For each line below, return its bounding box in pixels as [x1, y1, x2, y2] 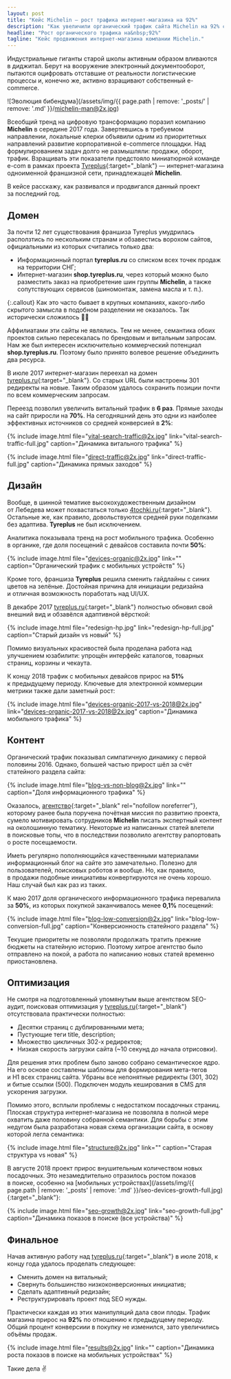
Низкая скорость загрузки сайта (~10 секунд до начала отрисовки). [16, 1045, 218, 1054]
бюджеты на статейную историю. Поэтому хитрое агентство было [7, 942, 203, 950]
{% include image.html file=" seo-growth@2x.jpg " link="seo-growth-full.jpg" [7, 1207, 223, 1215]
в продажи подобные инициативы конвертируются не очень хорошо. [7, 873, 212, 881]
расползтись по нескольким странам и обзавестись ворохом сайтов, [7, 235, 212, 243]
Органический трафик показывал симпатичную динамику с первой [7, 753, 206, 761]
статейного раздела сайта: [7, 767, 86, 776]
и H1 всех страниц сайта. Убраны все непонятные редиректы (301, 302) [7, 1073, 219, 1081]
